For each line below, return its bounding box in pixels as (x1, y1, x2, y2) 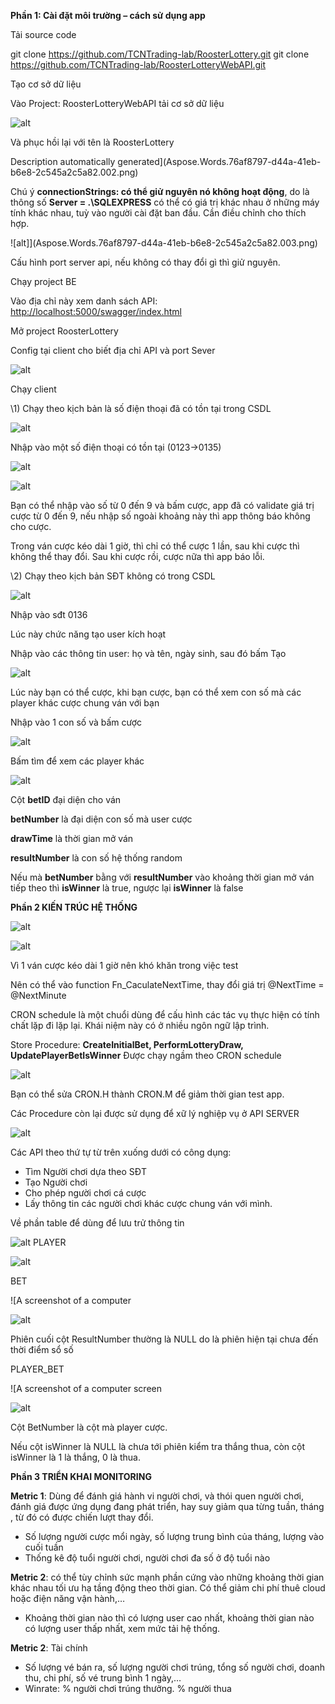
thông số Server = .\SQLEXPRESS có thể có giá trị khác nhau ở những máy (10, 196, 320, 208)
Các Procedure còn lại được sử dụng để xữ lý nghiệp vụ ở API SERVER (10, 1108, 300, 1119)
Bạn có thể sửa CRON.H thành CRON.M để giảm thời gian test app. (10, 1088, 285, 1100)
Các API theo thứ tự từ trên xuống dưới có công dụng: (10, 1146, 232, 1158)
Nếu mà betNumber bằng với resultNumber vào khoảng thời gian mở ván (10, 871, 315, 883)
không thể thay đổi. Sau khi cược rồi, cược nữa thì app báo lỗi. (10, 551, 265, 562)
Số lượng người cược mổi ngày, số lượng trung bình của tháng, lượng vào (24, 1531, 325, 1542)
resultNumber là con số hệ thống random (10, 852, 183, 864)
